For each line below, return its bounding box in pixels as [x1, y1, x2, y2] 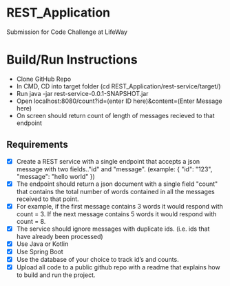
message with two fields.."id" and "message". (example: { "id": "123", [16, 164, 213, 173]
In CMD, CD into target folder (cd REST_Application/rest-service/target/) [16, 82, 221, 90]
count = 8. [16, 217, 46, 225]
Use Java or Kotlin [16, 240, 69, 248]
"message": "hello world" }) [16, 172, 96, 180]
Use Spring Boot [16, 247, 63, 256]
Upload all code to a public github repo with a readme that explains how [16, 263, 221, 271]
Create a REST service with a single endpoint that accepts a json [16, 157, 200, 165]
